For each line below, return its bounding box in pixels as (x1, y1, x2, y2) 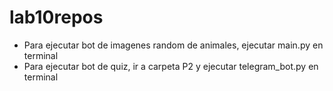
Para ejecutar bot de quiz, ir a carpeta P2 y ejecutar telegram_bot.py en (23, 60, 319, 72)
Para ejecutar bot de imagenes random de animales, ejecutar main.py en (23, 39, 324, 51)
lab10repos (9, 6, 104, 29)
